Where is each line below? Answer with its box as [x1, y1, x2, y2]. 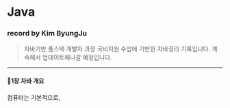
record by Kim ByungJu [7, 29, 88, 38]
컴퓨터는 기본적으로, [7, 93, 60, 101]
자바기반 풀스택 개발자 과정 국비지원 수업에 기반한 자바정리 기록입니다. [23, 45, 211, 53]
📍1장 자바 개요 [7, 77, 44, 85]
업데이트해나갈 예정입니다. [42, 53, 112, 62]
